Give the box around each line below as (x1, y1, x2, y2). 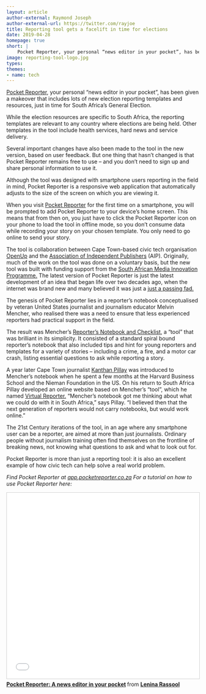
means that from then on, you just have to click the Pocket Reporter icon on (6, 214, 197, 222)
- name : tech (6, 72, 40, 78)
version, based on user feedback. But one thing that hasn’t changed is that (6, 152, 194, 159)
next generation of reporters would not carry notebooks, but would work (6, 406, 189, 413)
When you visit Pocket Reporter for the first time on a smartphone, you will (6, 201, 194, 209)
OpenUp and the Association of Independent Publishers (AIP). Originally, (6, 252, 189, 260)
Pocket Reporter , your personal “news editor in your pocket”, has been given (6, 88, 199, 96)
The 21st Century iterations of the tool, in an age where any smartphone (6, 424, 188, 431)
